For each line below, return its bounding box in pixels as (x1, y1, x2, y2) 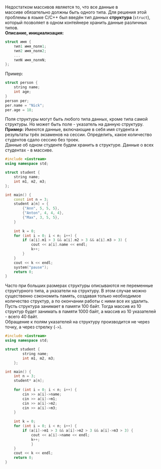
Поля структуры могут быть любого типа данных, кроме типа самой (5, 116, 148, 122)
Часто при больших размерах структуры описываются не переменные (5, 282, 153, 289)
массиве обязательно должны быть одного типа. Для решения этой (5, 9, 147, 15)
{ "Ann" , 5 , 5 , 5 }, (22, 206, 60, 211)
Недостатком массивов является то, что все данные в (5, 4, 118, 10)
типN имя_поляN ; (14, 57, 47, 62)
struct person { (5, 80, 38, 85)
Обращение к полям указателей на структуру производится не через (5, 319, 150, 325)
